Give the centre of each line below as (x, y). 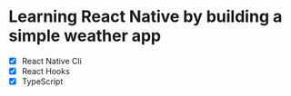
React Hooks (45, 71)
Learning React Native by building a (145, 17)
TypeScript (42, 82)
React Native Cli (52, 61)
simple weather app (85, 36)
